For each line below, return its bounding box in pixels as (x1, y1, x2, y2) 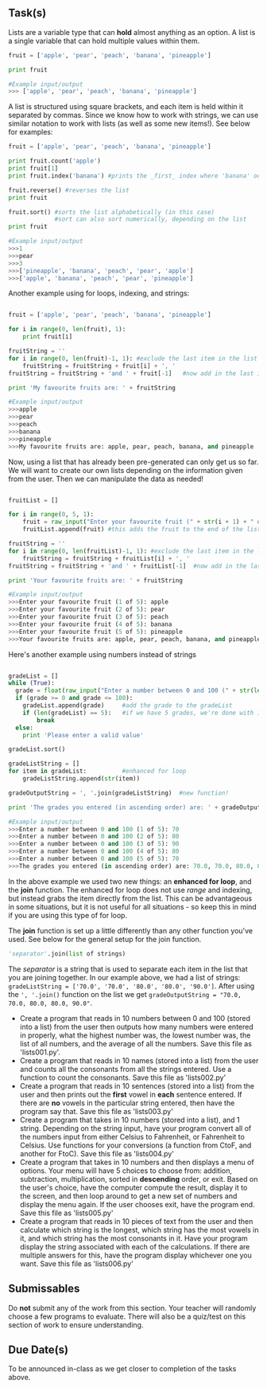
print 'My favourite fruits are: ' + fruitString (8, 384, 176, 392)
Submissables (8, 1282, 80, 1296)
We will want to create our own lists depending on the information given (8, 465, 244, 475)
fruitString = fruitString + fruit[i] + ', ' (22, 362, 176, 369)
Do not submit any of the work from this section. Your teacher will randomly (8, 1303, 257, 1312)
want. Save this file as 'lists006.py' (19, 1258, 133, 1269)
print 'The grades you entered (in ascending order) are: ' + (8, 803, 219, 811)
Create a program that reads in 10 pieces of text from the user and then (19, 1216, 253, 1226)
